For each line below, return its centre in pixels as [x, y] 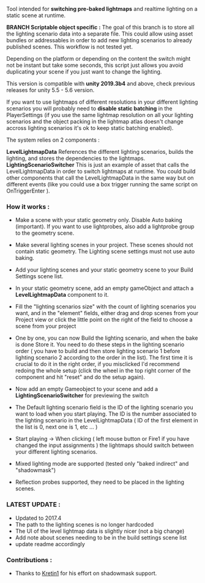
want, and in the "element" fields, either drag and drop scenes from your [107, 313]
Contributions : [29, 560]
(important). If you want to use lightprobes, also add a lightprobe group [105, 227]
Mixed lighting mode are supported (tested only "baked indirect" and [102, 464]
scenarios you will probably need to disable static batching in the [89, 109]
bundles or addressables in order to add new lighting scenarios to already [99, 40]
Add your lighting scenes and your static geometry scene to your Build [104, 270]
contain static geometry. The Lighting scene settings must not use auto [105, 251]
